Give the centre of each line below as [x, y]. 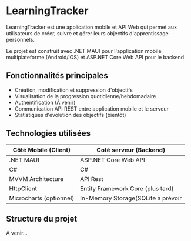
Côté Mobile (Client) [42, 150]
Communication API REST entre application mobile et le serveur [92, 108]
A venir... [17, 233]
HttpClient [23, 188]
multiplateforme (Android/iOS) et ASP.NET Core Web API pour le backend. [96, 57]
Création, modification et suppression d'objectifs [74, 90]
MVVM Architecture [36, 179]
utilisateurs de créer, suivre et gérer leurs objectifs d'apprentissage [87, 33]
